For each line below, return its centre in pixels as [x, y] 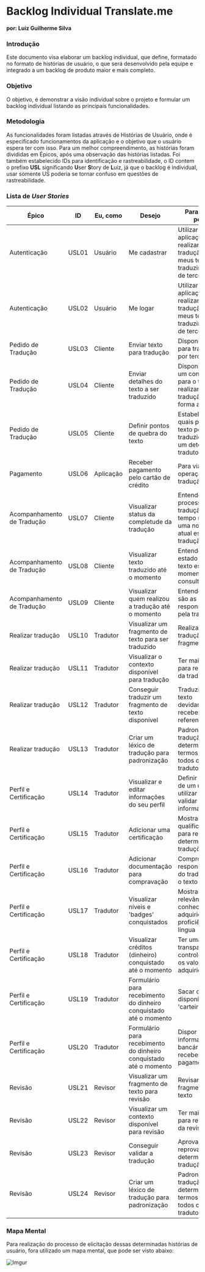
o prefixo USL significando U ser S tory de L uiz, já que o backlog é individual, [102, 167]
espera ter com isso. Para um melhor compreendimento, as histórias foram [100, 148]
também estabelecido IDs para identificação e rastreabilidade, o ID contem [100, 160]
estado [188, 558]
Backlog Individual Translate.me [90, 11]
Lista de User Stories [38, 196]
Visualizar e [145, 782]
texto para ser [149, 639]
